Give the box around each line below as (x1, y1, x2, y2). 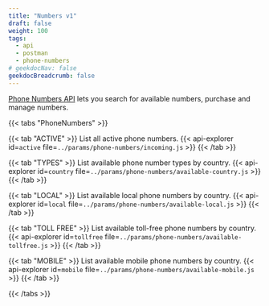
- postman (15, 49, 48, 57)
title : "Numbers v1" (8, 11, 78, 20)
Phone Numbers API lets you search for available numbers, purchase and (8, 93, 251, 103)
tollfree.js (8, 242, 48, 250)
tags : (8, 34, 26, 43)
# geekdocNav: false (8, 64, 78, 72)
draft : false (8, 19, 52, 27)
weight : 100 (8, 27, 48, 35)
